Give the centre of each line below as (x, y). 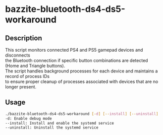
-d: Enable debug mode (28, 118)
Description (24, 38)
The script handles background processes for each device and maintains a (81, 71)
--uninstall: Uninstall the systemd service (52, 128)
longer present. (21, 87)
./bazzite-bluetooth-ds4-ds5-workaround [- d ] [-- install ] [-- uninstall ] (82, 114)
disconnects (18, 55)
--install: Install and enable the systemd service (59, 123)
